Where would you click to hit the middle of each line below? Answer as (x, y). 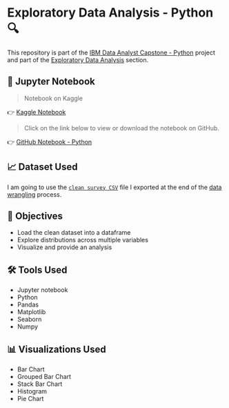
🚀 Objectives (35, 216)
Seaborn (29, 320)
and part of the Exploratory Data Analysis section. (78, 59)
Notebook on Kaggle (53, 98)
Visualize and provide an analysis (64, 247)
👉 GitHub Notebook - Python (50, 142)
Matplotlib (31, 312)
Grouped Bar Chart (44, 377)
